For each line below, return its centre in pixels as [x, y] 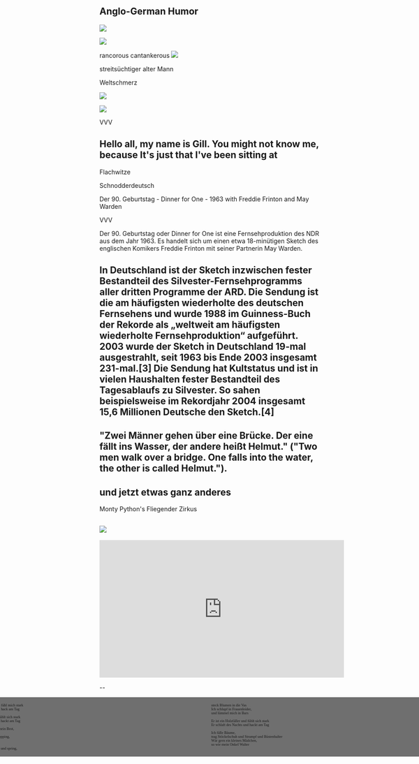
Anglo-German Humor [149, 12]
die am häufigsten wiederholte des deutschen [201, 303]
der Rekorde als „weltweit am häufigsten [190, 325]
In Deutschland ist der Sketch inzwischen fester [206, 271]
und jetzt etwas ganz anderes [166, 492]
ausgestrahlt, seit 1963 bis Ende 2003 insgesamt [208, 358]
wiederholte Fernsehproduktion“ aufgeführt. [199, 336]
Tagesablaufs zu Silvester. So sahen [180, 390]
